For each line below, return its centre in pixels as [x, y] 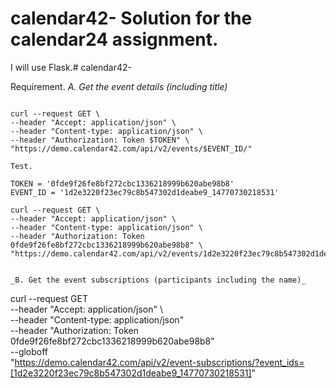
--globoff [29, 351]
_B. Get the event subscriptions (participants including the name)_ [158, 280]
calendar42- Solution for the [131, 18]
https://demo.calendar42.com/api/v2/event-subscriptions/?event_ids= [159, 362]
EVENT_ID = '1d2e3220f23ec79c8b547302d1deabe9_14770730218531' [145, 192]
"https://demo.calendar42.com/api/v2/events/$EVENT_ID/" [131, 148]
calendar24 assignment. [114, 39]
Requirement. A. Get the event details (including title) [119, 86]
